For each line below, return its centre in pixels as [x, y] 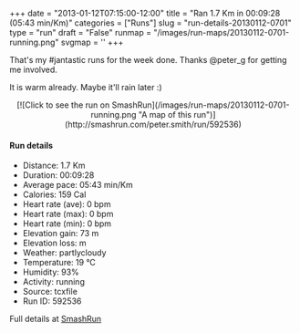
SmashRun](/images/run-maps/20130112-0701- [201, 105]
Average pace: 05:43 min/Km [78, 185]
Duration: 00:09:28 [58, 175]
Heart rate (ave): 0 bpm [67, 204]
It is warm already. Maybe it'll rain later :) [86, 87]
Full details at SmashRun [56, 319]
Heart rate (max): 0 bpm [68, 214]
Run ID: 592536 [52, 301]
